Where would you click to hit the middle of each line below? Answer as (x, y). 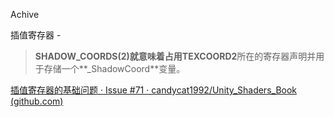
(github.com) (37, 101)
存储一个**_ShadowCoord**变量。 (114, 68)
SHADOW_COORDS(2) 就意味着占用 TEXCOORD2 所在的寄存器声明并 (175, 56)
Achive (25, 14)
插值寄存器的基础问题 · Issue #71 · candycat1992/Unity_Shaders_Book (154, 90)
